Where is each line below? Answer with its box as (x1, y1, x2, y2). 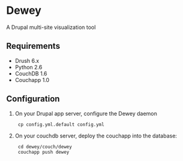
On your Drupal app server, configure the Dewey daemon (14, 110, 158, 117)
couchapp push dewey (17, 149, 69, 155)
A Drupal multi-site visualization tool (6, 24, 96, 31)
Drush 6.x (14, 57, 39, 64)
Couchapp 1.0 (14, 76, 50, 83)
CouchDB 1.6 (14, 70, 48, 77)
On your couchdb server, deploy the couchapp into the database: (14, 132, 178, 139)
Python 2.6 (14, 63, 43, 71)
